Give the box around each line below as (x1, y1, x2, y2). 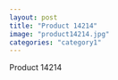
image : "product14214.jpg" (9, 29, 110, 38)
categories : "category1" (9, 37, 102, 47)
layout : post (9, 12, 58, 22)
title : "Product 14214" (9, 21, 98, 30)
